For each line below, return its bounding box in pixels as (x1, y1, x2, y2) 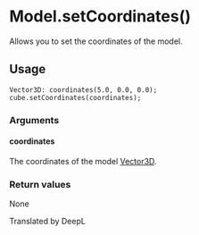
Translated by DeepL (9, 216, 87, 227)
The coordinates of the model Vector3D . (9, 155, 157, 166)
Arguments (9, 113, 60, 126)
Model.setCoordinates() (9, 6, 192, 27)
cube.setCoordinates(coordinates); (9, 93, 142, 102)
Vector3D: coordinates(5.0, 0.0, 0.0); (9, 85, 158, 95)
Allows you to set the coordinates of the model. (9, 36, 183, 46)
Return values (9, 178, 71, 190)
